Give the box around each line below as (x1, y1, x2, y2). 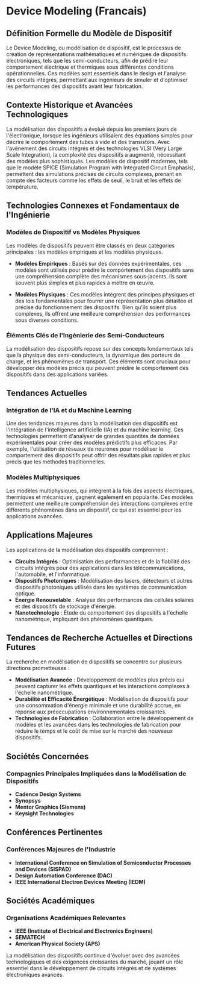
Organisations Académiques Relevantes (6, 914, 126, 923)
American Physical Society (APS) (14, 940, 100, 947)
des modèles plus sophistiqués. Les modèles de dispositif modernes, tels (6, 157, 188, 165)
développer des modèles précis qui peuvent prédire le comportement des (6, 364, 189, 371)
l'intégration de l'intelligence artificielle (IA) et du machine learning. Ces (6, 426, 184, 433)
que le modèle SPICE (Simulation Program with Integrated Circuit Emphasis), (6, 164, 196, 171)
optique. (14, 589, 36, 597)
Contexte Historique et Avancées (6, 100, 134, 110)
